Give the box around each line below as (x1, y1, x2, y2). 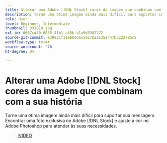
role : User (5, 16, 28, 21)
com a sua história (5, 96, 83, 107)
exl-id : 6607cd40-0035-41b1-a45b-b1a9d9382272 (5, 30, 103, 35)
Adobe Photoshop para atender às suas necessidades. (5, 123, 118, 129)
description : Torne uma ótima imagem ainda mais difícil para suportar (5, 12, 157, 17)
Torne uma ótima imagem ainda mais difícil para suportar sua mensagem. (5, 113, 156, 119)
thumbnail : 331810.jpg (5, 26, 52, 31)
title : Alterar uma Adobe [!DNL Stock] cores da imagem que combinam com (5, 7, 162, 12)
